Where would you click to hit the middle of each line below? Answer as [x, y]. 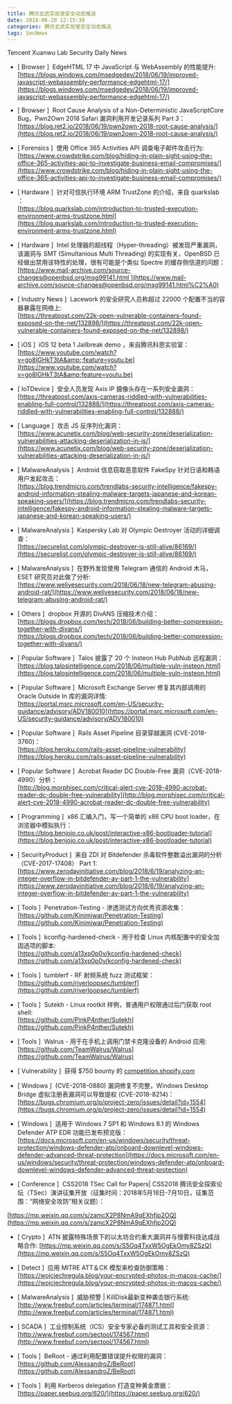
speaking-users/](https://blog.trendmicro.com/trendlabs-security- [111, 501]
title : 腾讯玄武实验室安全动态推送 [52, 14]
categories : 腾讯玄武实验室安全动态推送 [60, 26]
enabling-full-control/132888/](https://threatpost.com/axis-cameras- [116, 404]
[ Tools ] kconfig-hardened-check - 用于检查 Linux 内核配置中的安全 [115, 937]
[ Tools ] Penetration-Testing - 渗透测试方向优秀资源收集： [101, 908]
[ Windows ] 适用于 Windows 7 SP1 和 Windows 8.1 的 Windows [108, 1124]
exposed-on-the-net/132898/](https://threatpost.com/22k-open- [110, 323]
